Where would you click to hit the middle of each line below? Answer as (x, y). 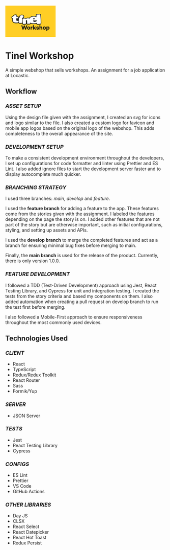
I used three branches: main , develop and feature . (58, 199)
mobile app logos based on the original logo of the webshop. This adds (80, 128)
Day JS (20, 516)
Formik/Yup (25, 391)
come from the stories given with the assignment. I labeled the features (80, 214)
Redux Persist (27, 543)
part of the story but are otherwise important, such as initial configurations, (84, 225)
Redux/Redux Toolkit (34, 375)
